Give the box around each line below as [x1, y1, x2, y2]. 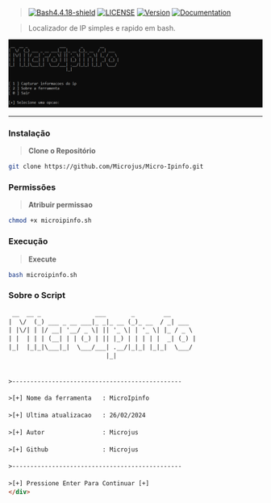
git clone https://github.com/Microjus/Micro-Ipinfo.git [8, 162, 204, 171]
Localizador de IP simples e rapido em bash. [27, 23, 176, 32]
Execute [27, 254, 56, 264]
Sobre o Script [8, 290, 66, 301]
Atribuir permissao [27, 200, 93, 210]
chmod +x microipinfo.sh [8, 216, 92, 225]
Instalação [8, 128, 51, 139]
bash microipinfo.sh [8, 270, 78, 279]
